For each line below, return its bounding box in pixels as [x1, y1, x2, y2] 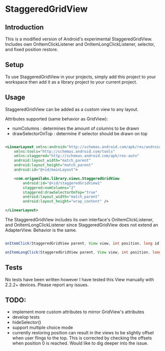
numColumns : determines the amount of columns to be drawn [12, 125, 139, 131]
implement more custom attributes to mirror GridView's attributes [12, 309, 144, 315]
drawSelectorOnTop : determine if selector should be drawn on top [12, 130, 148, 136]
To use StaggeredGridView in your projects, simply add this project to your [5, 74, 156, 80]
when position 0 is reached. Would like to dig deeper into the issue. [12, 340, 148, 346]
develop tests [12, 314, 40, 320]
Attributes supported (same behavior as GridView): [5, 116, 108, 121]
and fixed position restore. [5, 47, 58, 52]
